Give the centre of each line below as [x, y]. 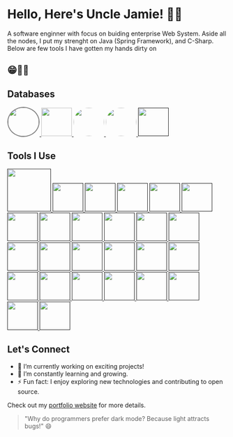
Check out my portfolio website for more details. [77, 405]
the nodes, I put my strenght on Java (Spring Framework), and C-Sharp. [111, 40]
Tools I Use [32, 156]
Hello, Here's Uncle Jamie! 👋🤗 [95, 14]
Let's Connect [38, 350]
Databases [31, 94]
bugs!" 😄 [38, 426]
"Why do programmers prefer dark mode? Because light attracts [117, 418]
